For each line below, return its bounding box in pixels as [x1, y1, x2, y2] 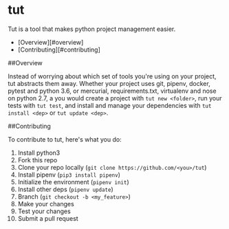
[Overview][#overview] [17, 38, 84, 46]
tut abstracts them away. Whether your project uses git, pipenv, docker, [8, 79, 210, 87]
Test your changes [17, 207, 71, 215]
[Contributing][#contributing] [17, 45, 100, 54]
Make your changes [17, 199, 74, 208]
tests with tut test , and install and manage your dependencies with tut [8, 101, 212, 109]
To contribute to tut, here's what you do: [8, 135, 122, 143]
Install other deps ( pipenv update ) [17, 185, 113, 193]
